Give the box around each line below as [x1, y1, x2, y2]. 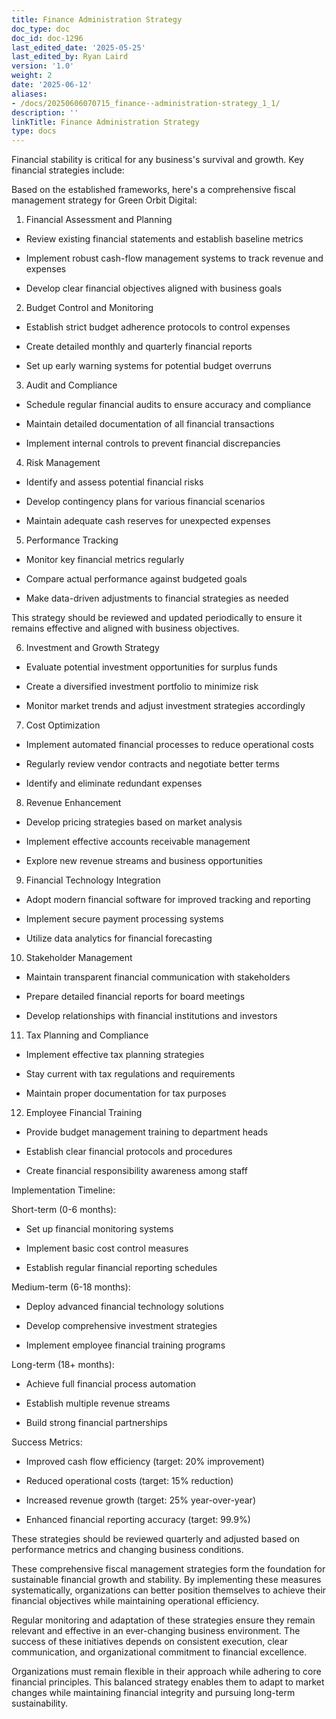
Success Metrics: [11, 1436, 83, 1448]
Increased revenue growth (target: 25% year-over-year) [25, 1494, 256, 1506]
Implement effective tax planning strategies [25, 1049, 205, 1061]
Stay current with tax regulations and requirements [25, 1068, 236, 1080]
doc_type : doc [11, 24, 71, 34]
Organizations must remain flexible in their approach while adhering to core [11, 1666, 322, 1678]
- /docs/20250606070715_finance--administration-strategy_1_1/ [11, 98, 281, 108]
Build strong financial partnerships [25, 1417, 168, 1429]
